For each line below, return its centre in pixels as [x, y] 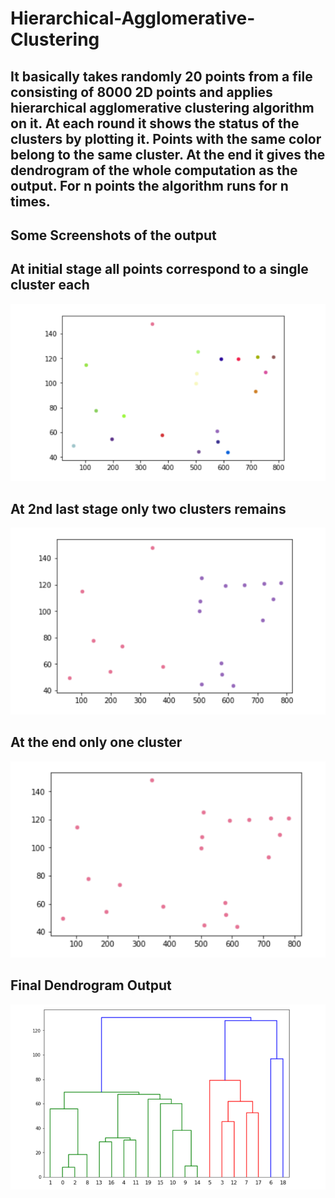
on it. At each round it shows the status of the [155, 123]
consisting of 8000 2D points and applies [141, 92]
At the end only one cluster [96, 742]
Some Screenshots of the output [113, 235]
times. [30, 201]
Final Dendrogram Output [91, 985]
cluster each [50, 285]
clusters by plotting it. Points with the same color [166, 138]
